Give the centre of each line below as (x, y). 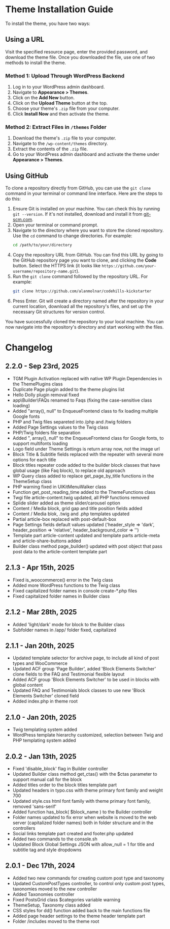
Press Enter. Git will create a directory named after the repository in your (88, 301)
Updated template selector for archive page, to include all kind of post (86, 658)
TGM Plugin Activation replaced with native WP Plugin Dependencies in (87, 378)
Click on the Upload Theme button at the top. (60, 103)
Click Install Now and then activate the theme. (61, 114)
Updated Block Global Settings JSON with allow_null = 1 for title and (83, 844)
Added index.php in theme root (45, 701)
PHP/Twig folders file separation (46, 432)
